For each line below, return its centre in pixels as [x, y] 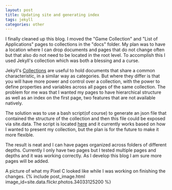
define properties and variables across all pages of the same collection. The [85, 87]
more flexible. [20, 135]
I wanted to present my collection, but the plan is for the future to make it [82, 130]
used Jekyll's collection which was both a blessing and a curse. [72, 61]
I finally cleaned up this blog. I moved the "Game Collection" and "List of [81, 39]
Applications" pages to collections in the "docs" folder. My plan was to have [85, 45]
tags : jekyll [19, 19]
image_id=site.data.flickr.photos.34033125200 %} [58, 182]
